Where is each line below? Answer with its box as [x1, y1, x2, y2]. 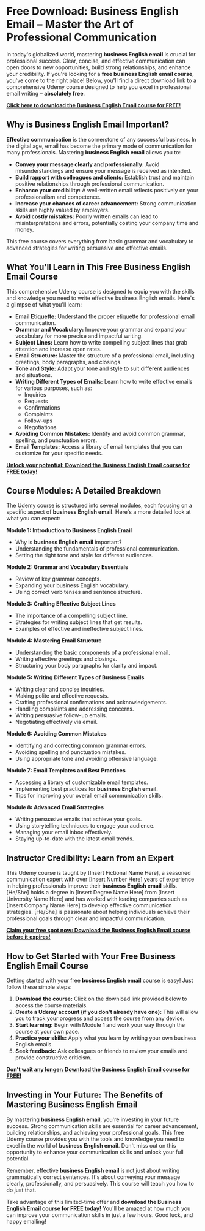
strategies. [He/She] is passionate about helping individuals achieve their [6, 909, 190, 916]
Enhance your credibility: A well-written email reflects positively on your [15, 186, 199, 194]
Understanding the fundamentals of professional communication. [15, 545, 179, 552]
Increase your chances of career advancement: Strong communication [15, 199, 197, 207]
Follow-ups [24, 417, 53, 424]
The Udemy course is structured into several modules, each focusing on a [6, 501, 192, 509]
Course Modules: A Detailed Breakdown [6, 486, 162, 496]
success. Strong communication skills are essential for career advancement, [6, 1122, 198, 1129]
